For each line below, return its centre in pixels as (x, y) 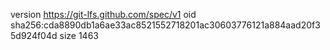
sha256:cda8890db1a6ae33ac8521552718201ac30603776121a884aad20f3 (165, 25)
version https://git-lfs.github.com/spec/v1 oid (103, 14)
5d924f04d (34, 35)
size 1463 (79, 35)
